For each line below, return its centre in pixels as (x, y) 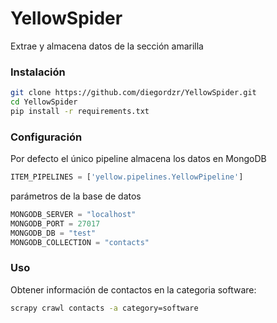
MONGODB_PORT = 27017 (55, 223)
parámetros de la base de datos (76, 196)
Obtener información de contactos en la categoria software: (133, 289)
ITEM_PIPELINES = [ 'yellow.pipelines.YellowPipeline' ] (127, 177)
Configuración (46, 137)
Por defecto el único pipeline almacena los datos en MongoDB (138, 159)
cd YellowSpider (44, 102)
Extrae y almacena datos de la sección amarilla (107, 46)
